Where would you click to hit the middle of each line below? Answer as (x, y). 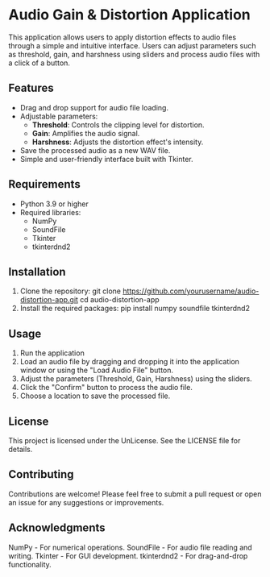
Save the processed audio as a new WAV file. (95, 150)
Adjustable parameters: (59, 116)
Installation (37, 272)
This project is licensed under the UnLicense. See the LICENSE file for (125, 440)
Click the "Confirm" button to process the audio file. (106, 388)
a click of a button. (39, 63)
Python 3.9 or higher (54, 204)
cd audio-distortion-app (120, 300)
